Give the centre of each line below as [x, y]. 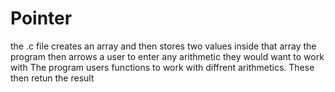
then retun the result [52, 78]
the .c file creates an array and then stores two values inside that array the [163, 46]
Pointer [41, 18]
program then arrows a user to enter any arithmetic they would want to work [167, 56]
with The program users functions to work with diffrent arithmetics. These [162, 67]
